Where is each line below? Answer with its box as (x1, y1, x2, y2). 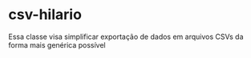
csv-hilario (8, 6, 83, 24)
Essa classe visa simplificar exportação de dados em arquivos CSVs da (8, 32, 244, 41)
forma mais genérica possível (8, 40, 106, 49)
